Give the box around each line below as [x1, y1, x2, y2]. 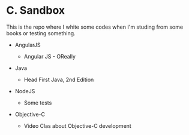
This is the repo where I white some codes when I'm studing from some [6, 23, 184, 30]
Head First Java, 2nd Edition [23, 76, 94, 83]
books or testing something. [6, 29, 76, 36]
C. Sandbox [6, 4, 65, 17]
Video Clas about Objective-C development [23, 122, 132, 129]
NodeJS [14, 87, 35, 94]
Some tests [23, 99, 52, 106]
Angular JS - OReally [23, 53, 76, 60]
